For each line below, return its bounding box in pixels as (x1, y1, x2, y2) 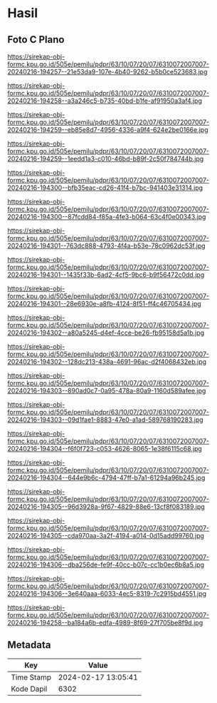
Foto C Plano (7, 34, 65, 46)
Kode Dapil (11, 684, 48, 694)
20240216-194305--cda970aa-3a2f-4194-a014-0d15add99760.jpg (7, 532, 205, 540)
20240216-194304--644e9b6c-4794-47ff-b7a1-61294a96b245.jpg (7, 473, 206, 482)
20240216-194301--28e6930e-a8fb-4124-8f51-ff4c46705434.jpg (7, 300, 201, 308)
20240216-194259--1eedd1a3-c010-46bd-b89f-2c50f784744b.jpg (7, 155, 204, 163)
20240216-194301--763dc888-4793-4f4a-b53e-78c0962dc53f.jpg (7, 241, 206, 250)
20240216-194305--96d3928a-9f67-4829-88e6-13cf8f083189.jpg (7, 502, 205, 511)
